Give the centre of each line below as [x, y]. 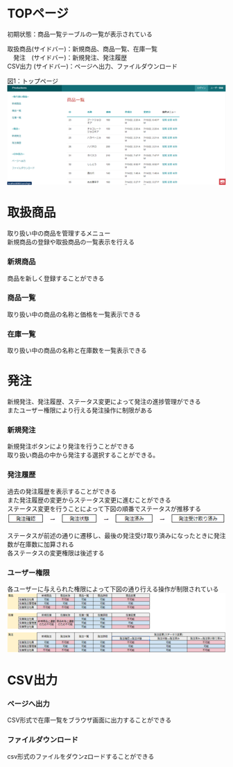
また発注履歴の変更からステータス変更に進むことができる [89, 500]
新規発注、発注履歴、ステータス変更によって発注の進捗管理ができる [104, 402]
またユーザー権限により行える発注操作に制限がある [80, 410]
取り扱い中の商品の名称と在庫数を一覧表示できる [77, 351]
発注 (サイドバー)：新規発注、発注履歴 [70, 57]
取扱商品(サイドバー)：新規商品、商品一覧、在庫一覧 [83, 49]
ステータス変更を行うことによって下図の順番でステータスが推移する [104, 508]
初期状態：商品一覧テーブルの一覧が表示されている [80, 34]
